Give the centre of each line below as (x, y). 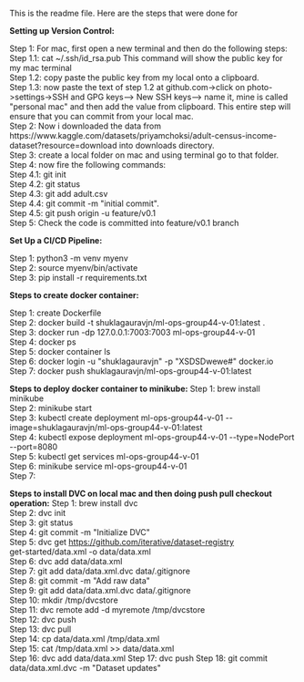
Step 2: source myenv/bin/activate (74, 268)
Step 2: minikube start (51, 408)
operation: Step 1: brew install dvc (74, 503)
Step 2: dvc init (38, 513)
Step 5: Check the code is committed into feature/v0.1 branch (124, 223)
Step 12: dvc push (43, 620)
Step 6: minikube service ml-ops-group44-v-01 (98, 466)
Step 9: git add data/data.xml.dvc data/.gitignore (100, 590)
